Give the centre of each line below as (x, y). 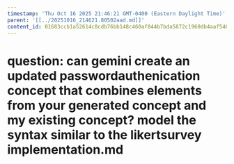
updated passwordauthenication (104, 75)
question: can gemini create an (99, 61)
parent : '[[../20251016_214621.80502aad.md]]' (76, 20)
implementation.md (65, 149)
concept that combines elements (104, 90)
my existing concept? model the (102, 120)
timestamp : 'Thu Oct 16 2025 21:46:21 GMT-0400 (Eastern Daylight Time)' (117, 14)
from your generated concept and (107, 105)
